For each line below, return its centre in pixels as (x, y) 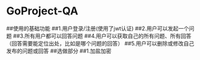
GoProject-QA (42, 11)
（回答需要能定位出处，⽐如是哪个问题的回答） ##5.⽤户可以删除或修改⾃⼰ (100, 43)
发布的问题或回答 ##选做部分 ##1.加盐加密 (59, 51)
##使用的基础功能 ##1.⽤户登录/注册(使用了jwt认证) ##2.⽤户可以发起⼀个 (98, 28)
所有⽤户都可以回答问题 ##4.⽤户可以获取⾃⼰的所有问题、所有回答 (108, 36)
